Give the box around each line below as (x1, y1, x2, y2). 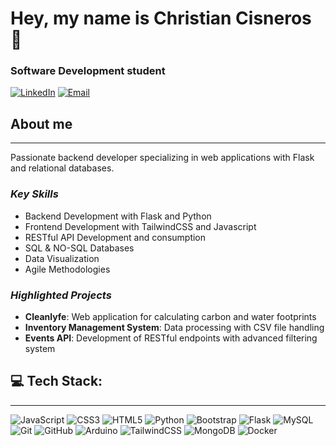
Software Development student (10, 64, 166, 78)
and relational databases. (10, 162, 115, 174)
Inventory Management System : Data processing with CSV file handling (24, 321, 325, 333)
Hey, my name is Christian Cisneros (10, 7, 312, 30)
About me (10, 115, 73, 132)
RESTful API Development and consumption (24, 231, 207, 243)
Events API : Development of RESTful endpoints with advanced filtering (24, 332, 318, 344)
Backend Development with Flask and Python (24, 210, 212, 222)
